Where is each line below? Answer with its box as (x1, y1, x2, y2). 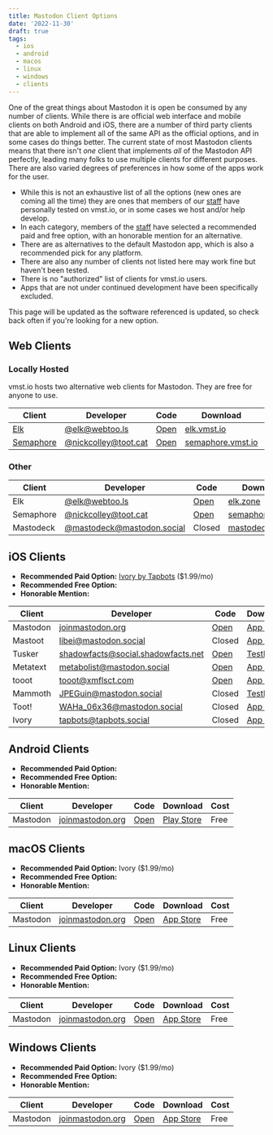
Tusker (12, 648, 39, 660)
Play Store (162, 814, 202, 826)
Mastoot (12, 635, 45, 647)
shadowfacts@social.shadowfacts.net (58, 648, 205, 660)
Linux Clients (8, 941, 76, 955)
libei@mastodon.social (58, 635, 146, 647)
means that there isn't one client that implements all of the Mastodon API (8, 146, 253, 155)
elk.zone (227, 495, 261, 507)
